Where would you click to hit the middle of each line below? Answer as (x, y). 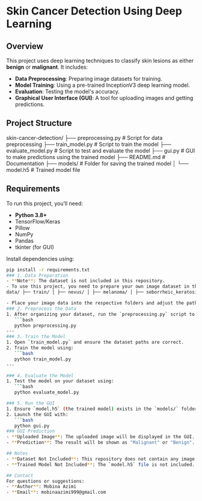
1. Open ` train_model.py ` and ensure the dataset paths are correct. (95, 342)
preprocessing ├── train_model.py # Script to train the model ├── (89, 144)
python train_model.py (42, 359)
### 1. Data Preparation (37, 276)
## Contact (20, 475)
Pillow (22, 228)
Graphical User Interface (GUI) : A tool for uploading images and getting (104, 98)
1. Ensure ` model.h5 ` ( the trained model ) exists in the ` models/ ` (93, 409)
